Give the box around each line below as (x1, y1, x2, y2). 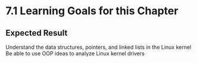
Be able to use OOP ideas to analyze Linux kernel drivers (5, 50, 145, 57)
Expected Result (5, 28, 68, 38)
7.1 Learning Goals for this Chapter (5, 4, 179, 18)
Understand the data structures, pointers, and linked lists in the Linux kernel (5, 43, 192, 51)
